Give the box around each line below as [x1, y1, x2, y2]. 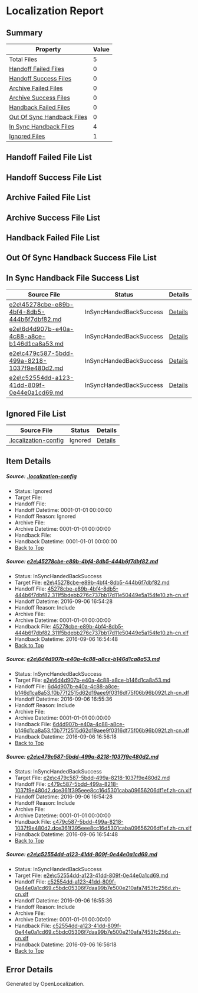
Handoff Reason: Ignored [14, 513, 76, 520]
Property [35, 46, 61, 53]
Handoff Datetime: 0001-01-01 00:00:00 [14, 507, 113, 514]
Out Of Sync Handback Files [9, 113, 88, 121]
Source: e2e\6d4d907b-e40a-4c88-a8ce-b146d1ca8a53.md [6, 655, 160, 662]
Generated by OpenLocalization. [6, 981, 85, 988]
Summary [6, 28, 43, 38]
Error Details [6, 965, 53, 975]
